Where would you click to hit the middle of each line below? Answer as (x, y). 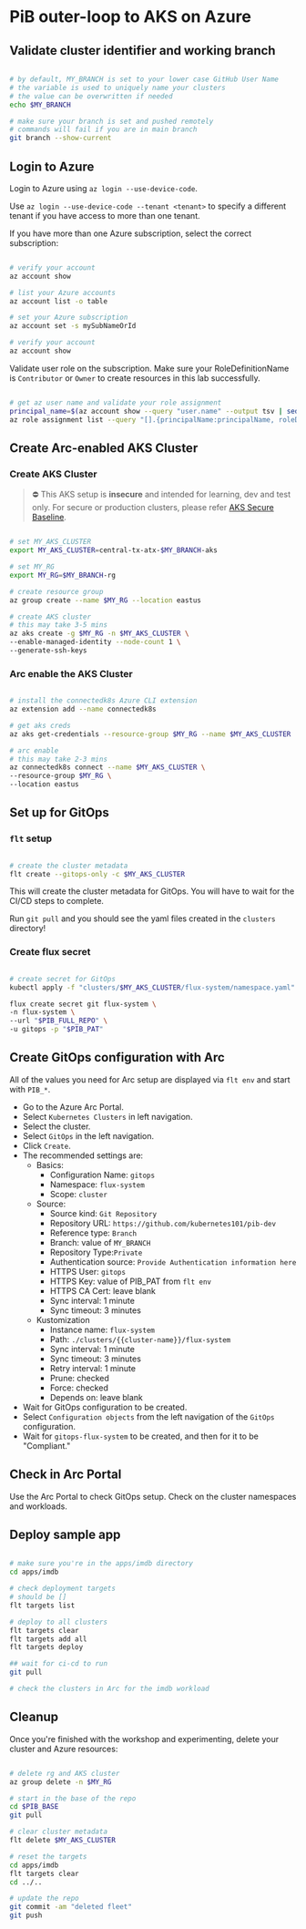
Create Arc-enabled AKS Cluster (104, 448)
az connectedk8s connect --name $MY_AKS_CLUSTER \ (107, 767)
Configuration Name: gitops (102, 1175)
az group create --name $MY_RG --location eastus (106, 600)
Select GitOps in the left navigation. (88, 1135)
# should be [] (38, 1597)
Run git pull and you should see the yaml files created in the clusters (143, 918)
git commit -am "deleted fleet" (71, 1907)
